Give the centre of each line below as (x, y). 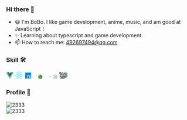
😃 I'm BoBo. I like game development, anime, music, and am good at (98, 22)
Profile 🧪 (18, 92)
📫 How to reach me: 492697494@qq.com (66, 43)
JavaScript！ (30, 29)
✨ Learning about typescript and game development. (79, 36)
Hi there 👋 (21, 9)
